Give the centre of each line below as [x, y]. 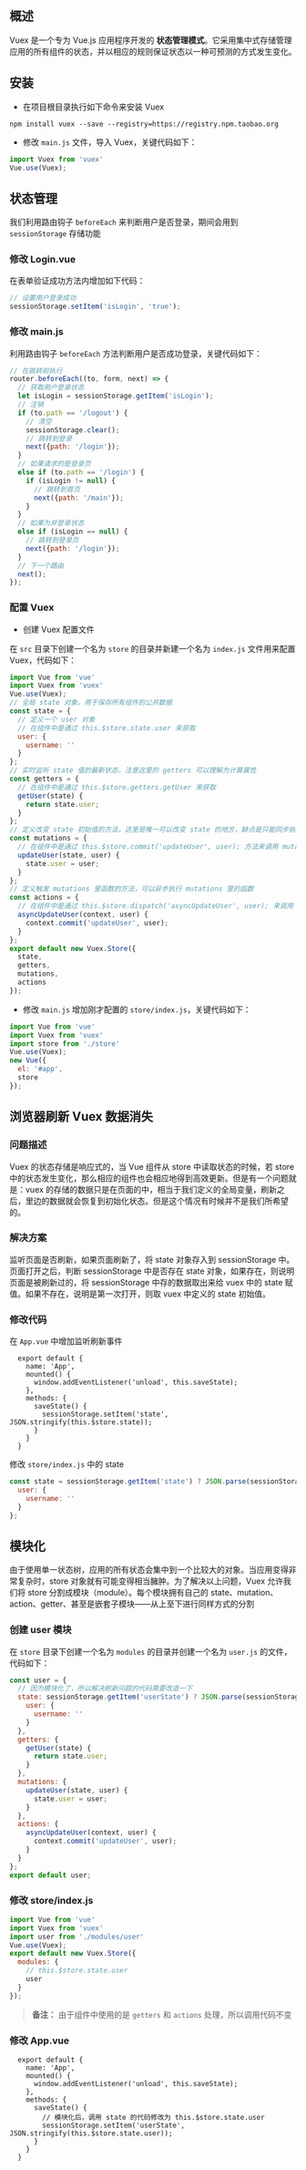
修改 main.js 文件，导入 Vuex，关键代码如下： [110, 142]
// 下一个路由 [41, 565]
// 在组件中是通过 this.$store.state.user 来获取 [107, 728]
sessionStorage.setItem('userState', [113, 2125]
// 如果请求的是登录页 [54, 464]
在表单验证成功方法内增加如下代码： [77, 281]
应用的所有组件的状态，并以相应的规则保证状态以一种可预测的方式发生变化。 [153, 51]
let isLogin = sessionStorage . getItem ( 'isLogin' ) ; [116, 396]
